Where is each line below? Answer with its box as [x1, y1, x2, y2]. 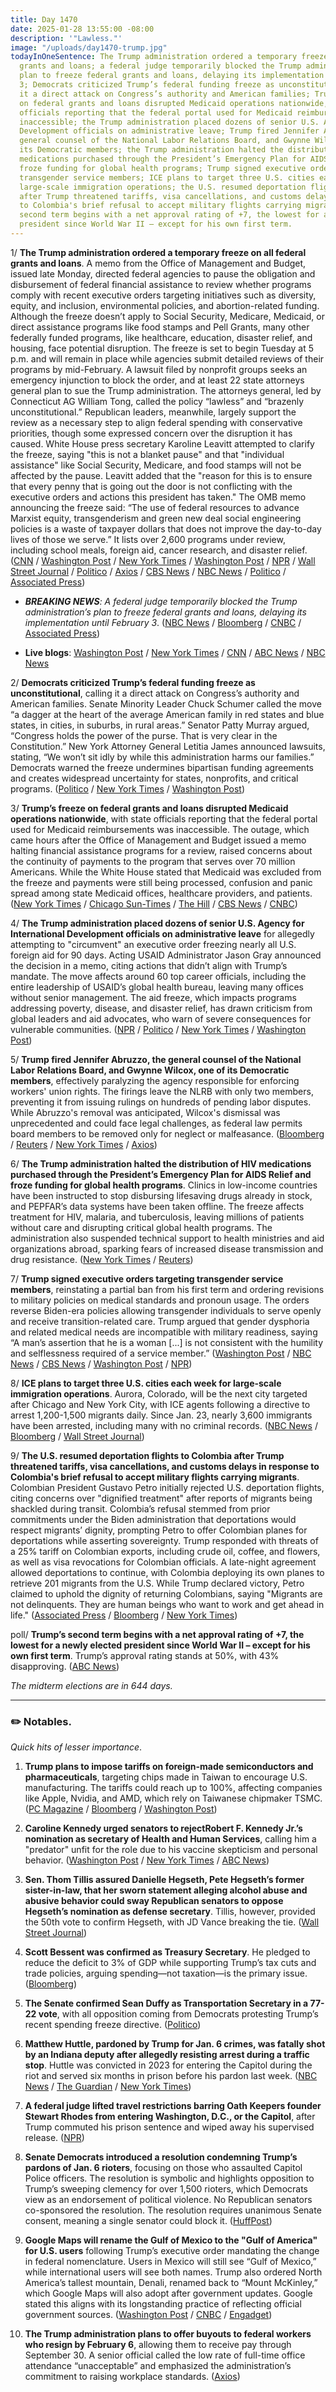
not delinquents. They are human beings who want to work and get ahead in [10, 1598, 325, 1610]
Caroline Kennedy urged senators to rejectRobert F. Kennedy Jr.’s [24, 1822, 303, 1835]
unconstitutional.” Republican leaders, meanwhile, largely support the [10, 406, 297, 418]
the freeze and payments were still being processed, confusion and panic [10, 876, 313, 888]
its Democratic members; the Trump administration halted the [19, 145, 284, 155]
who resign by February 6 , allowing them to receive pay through [24, 2339, 292, 2351]
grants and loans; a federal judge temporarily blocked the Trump [19, 61, 302, 71]
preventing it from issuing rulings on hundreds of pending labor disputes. [10, 1096, 312, 1108]
